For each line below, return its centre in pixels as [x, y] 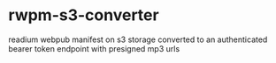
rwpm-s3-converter [84, 15]
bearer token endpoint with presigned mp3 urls [94, 48]
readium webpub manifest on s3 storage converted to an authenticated [138, 39]
